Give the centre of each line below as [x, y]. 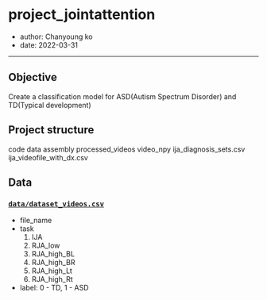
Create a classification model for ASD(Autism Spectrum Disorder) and [122, 96]
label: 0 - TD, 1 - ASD [54, 288]
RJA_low [46, 246]
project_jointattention [82, 15]
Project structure [51, 130]
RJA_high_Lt [52, 271]
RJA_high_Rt [52, 279]
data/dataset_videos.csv [56, 204]
